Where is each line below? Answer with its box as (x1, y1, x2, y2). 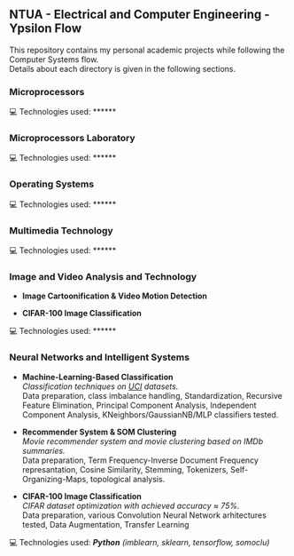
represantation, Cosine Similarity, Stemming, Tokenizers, (21, 464, 228, 474)
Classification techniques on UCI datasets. (21, 381, 179, 392)
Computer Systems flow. (9, 53, 99, 65)
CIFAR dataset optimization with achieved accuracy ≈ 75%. (21, 500, 240, 511)
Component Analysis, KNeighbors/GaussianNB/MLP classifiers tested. (21, 409, 279, 420)
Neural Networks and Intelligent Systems (9, 351, 190, 363)
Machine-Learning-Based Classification (21, 371, 174, 382)
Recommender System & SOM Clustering (21, 426, 177, 437)
